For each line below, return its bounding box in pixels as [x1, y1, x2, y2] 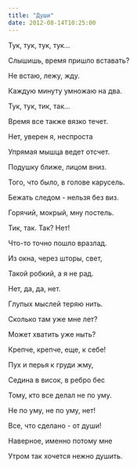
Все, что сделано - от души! [8, 421, 102, 430]
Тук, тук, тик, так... [8, 101, 70, 111]
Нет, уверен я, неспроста [8, 131, 93, 141]
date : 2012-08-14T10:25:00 [8, 19, 96, 27]
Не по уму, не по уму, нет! [8, 405, 96, 415]
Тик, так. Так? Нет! [8, 223, 70, 232]
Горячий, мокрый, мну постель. [8, 207, 114, 217]
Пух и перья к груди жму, [8, 360, 94, 369]
